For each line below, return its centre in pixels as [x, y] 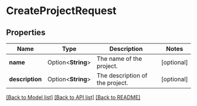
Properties [26, 33]
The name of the [119, 59]
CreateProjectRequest [61, 11]
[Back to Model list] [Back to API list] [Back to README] [73, 97]
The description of [122, 76]
